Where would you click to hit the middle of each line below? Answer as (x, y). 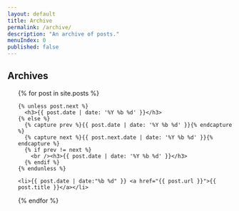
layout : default (31, 14)
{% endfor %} (38, 200)
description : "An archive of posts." (63, 34)
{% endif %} (42, 162)
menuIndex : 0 (27, 41)
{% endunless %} (42, 168)
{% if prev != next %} (58, 150)
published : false (33, 47)
